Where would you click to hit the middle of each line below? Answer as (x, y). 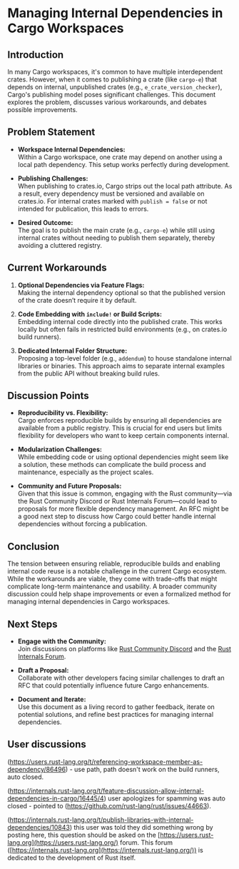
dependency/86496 (37, 769)
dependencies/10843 (39, 827)
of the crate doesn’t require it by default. (77, 300)
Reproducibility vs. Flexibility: (63, 413)
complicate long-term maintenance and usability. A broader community (112, 586)
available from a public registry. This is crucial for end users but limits (120, 428)
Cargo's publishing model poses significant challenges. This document (112, 95)
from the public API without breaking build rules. (89, 373)
